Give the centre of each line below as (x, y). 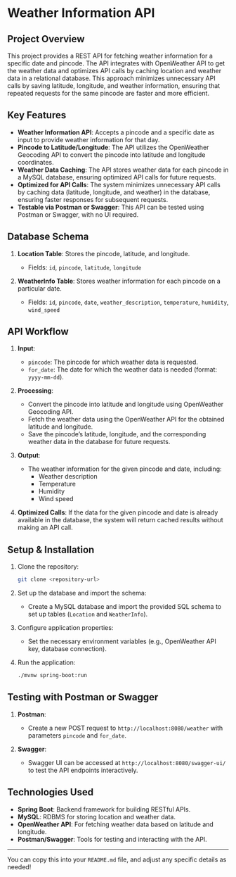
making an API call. (45, 528)
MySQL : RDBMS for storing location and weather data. (96, 816)
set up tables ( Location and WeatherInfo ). (88, 614)
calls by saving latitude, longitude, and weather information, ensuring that (113, 86)
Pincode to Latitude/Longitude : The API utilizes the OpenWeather (113, 147)
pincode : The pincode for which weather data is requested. (113, 362)
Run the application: (46, 662)
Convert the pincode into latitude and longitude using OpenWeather (126, 404)
